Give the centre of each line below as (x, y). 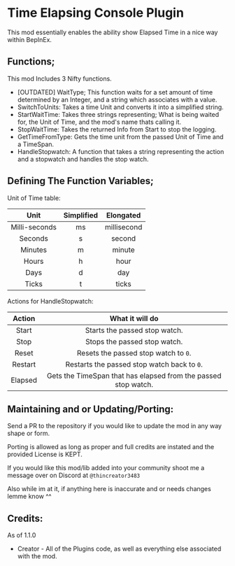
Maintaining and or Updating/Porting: (91, 409)
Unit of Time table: (34, 198)
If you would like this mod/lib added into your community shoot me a (106, 468)
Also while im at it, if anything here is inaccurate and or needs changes (109, 489)
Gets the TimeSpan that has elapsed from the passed (134, 376)
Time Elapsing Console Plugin (95, 13)
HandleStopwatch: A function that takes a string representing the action (121, 151)
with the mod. (37, 556)
